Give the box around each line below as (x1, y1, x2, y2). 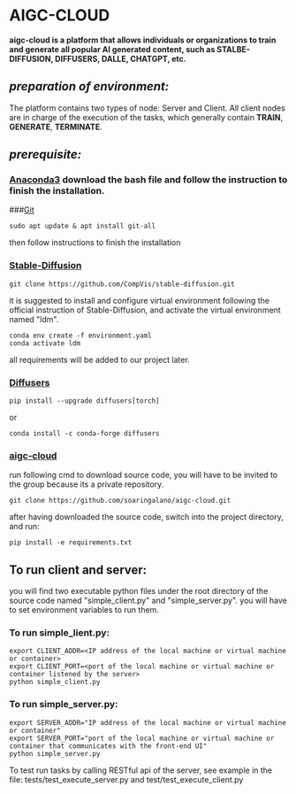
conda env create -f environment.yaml (9, 331, 152, 340)
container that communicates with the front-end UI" (9, 741, 208, 751)
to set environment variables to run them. (9, 605, 159, 615)
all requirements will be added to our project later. (9, 354, 190, 365)
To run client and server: (9, 562, 148, 577)
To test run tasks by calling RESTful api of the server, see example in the (9, 765, 273, 775)
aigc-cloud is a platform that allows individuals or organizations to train (9, 35, 277, 45)
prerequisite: (9, 147, 82, 162)
